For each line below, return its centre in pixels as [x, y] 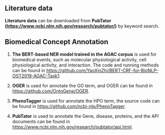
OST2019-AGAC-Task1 [36, 76]
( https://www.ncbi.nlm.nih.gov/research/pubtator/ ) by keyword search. [82, 26]
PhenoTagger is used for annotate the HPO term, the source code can [86, 100]
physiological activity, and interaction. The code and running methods [85, 65]
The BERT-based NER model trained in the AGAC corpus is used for [84, 54]
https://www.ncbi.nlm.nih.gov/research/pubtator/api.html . [72, 127]
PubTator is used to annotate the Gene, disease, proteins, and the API [85, 116]
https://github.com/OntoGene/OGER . [51, 91]
